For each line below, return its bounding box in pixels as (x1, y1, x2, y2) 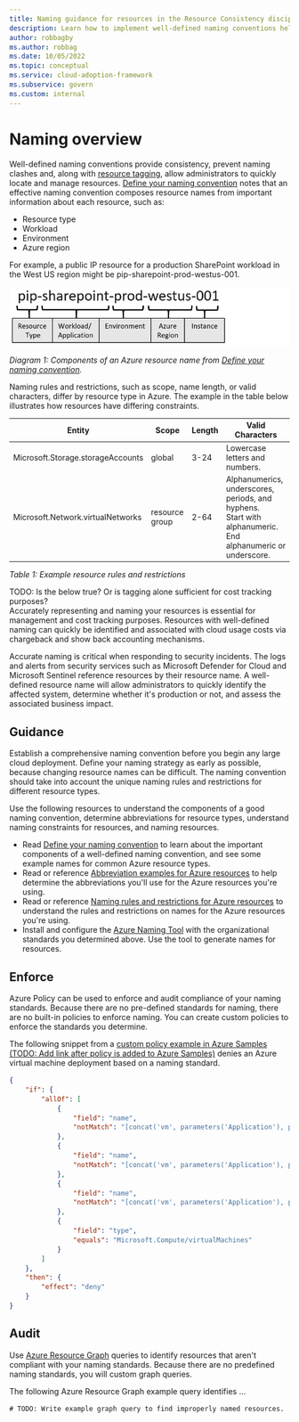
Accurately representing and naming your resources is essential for (9, 606, 256, 617)
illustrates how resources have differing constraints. (9, 400, 200, 411)
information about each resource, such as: (9, 196, 165, 207)
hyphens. (225, 502, 261, 512)
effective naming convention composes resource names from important (9, 187, 273, 198)
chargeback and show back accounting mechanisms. (9, 633, 206, 645)
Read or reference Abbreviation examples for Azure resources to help (21, 868, 278, 879)
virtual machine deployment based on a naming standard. (9, 1058, 221, 1068)
